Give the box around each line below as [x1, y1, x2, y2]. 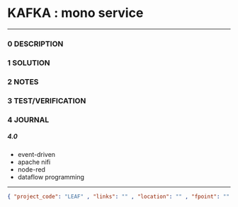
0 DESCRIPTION [7, 39, 64, 49]
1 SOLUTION [7, 58, 51, 68]
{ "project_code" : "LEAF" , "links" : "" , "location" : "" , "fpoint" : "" [7, 193, 230, 200]
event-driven [17, 150, 55, 158]
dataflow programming [17, 172, 85, 181]
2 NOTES [7, 76, 39, 86]
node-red [17, 165, 46, 174]
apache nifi [17, 158, 51, 166]
